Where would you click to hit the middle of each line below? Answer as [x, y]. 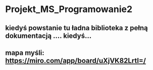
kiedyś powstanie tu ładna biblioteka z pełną [76, 28]
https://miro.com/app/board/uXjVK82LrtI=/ [76, 61]
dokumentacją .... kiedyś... [48, 36]
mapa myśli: [25, 53]
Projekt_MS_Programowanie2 [69, 9]
